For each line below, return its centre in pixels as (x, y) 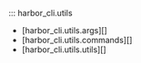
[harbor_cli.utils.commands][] (77, 40)
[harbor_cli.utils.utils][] (64, 49)
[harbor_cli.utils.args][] (65, 30)
